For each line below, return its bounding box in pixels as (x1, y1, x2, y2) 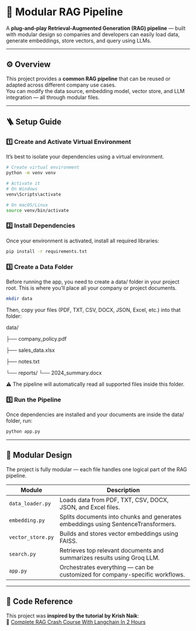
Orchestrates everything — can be (59, 563, 154, 571)
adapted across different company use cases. (6, 81, 117, 88)
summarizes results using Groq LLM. (59, 553, 160, 561)
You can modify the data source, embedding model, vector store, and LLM (6, 87, 185, 94)
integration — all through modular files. (6, 94, 100, 101)
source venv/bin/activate (6, 207, 69, 213)
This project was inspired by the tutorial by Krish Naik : (6, 612, 139, 619)
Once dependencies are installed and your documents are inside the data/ (6, 411, 184, 418)
